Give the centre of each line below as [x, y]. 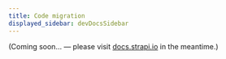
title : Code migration [47, 16]
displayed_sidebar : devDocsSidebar [69, 23]
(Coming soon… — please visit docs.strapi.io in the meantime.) [113, 46]
